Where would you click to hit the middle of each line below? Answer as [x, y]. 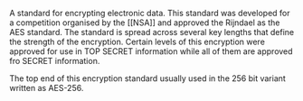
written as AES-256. [47, 88]
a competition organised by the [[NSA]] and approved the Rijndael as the [145, 23]
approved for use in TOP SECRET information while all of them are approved [151, 51]
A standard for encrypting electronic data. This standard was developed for [150, 13]
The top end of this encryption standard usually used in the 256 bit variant [148, 78]
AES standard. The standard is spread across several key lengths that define [152, 32]
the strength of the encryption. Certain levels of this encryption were [137, 41]
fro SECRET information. [55, 61]
